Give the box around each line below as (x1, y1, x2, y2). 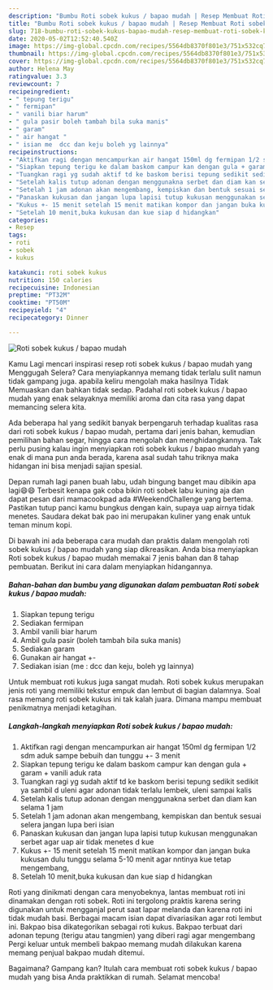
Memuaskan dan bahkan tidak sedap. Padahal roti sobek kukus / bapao (8, 384, 248, 394)
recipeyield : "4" (8, 306, 67, 315)
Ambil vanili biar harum (19, 627, 97, 636)
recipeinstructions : (8, 148, 79, 156)
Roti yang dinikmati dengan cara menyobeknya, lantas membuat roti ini (8, 887, 245, 897)
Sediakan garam (19, 644, 76, 653)
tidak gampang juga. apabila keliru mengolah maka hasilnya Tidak (8, 376, 229, 386)
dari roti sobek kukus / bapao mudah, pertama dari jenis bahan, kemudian (8, 426, 256, 436)
